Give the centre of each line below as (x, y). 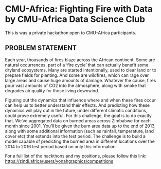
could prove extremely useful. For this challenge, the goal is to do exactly (78, 116)
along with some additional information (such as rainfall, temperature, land (80, 131)
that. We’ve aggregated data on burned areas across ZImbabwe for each (78, 120)
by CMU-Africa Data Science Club (75, 19)
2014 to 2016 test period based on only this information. (61, 146)
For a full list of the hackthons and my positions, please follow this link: (76, 156)
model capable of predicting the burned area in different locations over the (80, 141)
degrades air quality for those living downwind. (52, 90)
